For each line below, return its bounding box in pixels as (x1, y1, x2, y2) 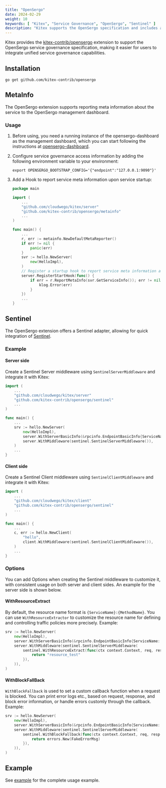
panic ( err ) (30, 245, 53, 250)
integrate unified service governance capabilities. (5, 50, 106, 56)
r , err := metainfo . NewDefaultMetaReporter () (21, 236, 117, 241)
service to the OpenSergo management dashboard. (5, 109, 110, 115)
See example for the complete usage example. (5, 777, 100, 783)
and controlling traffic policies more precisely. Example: (5, 620, 119, 626)
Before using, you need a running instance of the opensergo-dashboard (12, 133, 159, 139)
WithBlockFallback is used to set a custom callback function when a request (5, 688, 161, 694)
